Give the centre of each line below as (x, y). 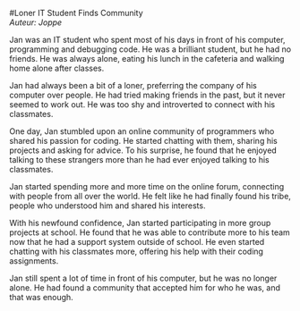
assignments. (34, 261)
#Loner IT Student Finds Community (76, 13)
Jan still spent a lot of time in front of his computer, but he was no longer (143, 278)
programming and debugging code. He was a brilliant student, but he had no (150, 49)
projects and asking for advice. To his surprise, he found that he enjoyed (143, 150)
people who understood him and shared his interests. (107, 206)
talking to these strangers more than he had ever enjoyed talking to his (140, 160)
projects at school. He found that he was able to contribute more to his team (150, 232)
